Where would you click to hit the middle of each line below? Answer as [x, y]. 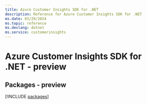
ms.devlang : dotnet [25, 28]
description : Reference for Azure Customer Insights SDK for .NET [73, 14]
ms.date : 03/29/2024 [26, 19]
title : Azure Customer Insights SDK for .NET [52, 10]
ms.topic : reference [26, 23]
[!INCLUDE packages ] [27, 96]
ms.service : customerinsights [36, 32]
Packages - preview [36, 85]
